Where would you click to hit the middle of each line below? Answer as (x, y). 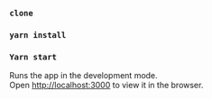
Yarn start (33, 57)
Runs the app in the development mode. (83, 76)
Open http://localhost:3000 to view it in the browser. (106, 85)
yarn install (38, 35)
